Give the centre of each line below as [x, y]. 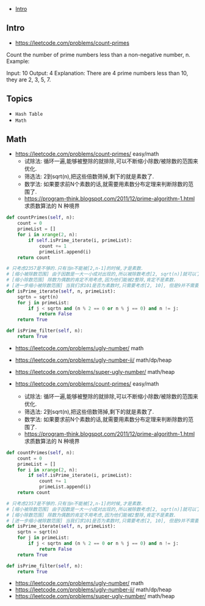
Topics [20, 99]
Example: [18, 61]
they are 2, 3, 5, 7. [29, 80]
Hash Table [29, 114]
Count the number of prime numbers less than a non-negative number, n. [98, 54]
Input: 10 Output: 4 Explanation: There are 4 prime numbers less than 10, [97, 73]
